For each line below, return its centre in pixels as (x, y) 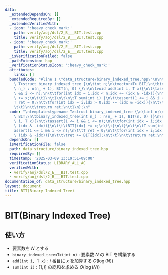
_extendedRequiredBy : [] (35, 19)
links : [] (24, 75)
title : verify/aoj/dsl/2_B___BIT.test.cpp (59, 38)
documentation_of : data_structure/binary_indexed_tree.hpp (68, 182)
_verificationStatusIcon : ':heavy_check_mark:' (60, 65)
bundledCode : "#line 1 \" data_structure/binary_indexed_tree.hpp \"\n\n (86, 79)
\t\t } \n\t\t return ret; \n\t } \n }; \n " (52, 107)
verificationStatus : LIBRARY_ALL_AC (48, 163)
